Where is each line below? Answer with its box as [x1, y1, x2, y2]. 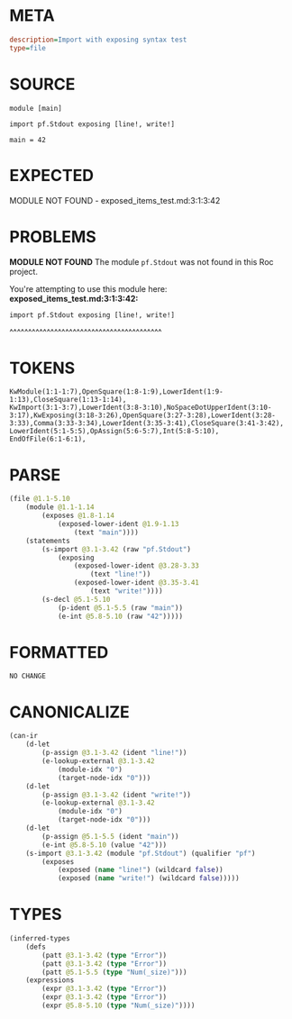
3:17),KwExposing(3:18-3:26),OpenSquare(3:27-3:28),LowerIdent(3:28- [9, 411, 277, 420]
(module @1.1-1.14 [25, 503, 95, 512]
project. [9, 266, 39, 277]
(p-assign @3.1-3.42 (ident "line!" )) [41, 749, 187, 758]
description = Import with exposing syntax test [9, 35, 187, 44]
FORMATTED [9, 641, 109, 662]
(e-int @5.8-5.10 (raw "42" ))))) [57, 612, 183, 621]
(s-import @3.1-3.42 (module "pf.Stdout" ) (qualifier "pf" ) [25, 849, 256, 858]
